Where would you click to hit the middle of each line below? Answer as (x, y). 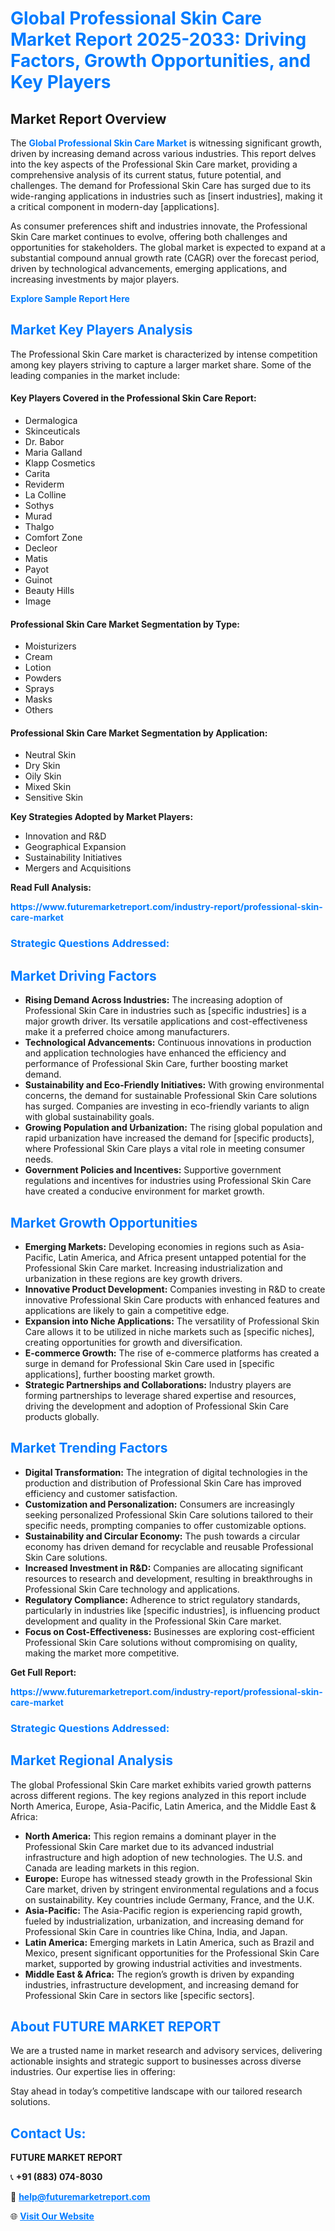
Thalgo (39, 527)
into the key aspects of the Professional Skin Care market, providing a (154, 164)
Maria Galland (53, 453)
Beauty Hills (49, 591)
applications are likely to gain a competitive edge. (127, 1310)
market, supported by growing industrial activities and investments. (163, 1963)
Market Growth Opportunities (104, 1222)
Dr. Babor (44, 442)
